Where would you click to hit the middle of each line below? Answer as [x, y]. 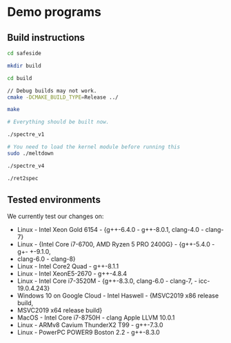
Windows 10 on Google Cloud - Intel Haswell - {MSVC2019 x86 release [118, 296]
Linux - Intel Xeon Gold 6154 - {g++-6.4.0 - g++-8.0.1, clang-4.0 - [110, 230]
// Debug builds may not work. [52, 90]
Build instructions [46, 38]
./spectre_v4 [26, 166]
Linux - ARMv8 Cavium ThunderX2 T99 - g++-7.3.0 [90, 325]
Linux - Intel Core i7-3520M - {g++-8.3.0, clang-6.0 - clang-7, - [107, 281]
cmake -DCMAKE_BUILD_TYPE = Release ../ [63, 97]
